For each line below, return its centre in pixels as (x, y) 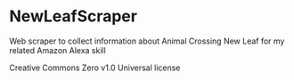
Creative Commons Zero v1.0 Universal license (95, 68)
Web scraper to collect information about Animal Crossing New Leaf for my (147, 41)
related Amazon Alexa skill (58, 50)
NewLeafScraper (73, 16)
